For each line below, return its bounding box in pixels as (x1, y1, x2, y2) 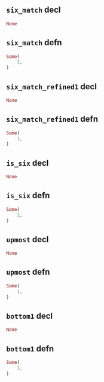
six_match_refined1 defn (6, 114, 99, 124)
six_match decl (6, 5, 61, 15)
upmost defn (6, 267, 50, 277)
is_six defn (6, 190, 50, 201)
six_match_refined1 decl (6, 81, 97, 92)
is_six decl (6, 158, 49, 168)
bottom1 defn (6, 343, 54, 354)
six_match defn (6, 37, 62, 48)
